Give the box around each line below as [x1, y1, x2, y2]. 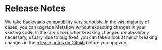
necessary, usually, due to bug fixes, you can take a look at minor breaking [5, 34, 157, 40]
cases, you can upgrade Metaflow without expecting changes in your [5, 24, 146, 30]
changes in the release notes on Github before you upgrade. [5, 39, 128, 45]
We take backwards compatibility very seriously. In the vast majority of [5, 19, 149, 25]
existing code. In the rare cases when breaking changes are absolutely [5, 29, 149, 35]
